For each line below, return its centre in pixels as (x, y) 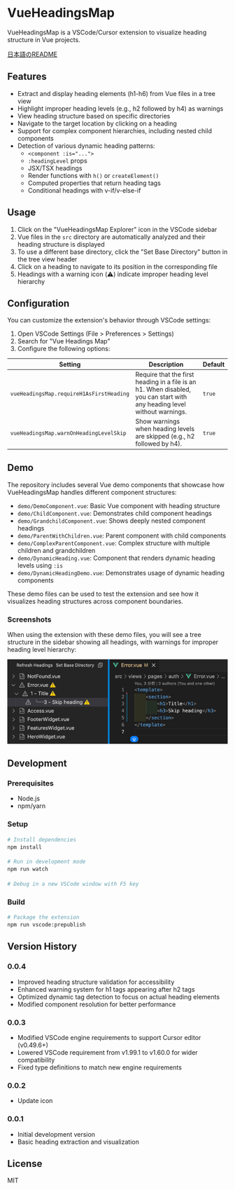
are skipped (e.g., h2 (165, 437)
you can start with (161, 397)
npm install (24, 847)
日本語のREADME (33, 54)
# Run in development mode (47, 862)
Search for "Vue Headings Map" (64, 341)
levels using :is (40, 565)
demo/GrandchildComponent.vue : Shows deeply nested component (111, 521)
